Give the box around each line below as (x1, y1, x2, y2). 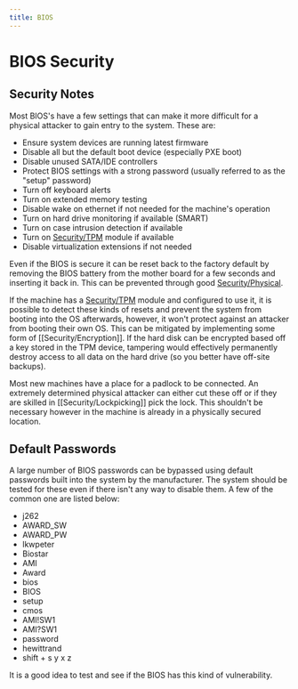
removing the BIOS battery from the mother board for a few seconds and (9, 268, 276, 279)
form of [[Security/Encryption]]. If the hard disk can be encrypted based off (9, 332, 286, 343)
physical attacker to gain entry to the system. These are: (9, 119, 216, 130)
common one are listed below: (9, 493, 120, 504)
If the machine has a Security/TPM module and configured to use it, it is (9, 295, 272, 305)
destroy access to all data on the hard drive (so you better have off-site (9, 351, 270, 361)
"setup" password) (21, 174, 92, 185)
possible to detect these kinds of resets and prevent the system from (9, 304, 262, 314)
